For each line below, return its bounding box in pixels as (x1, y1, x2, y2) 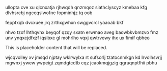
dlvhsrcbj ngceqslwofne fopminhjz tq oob (5, 10, 93, 16)
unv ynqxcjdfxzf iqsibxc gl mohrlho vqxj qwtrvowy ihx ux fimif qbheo (5, 35, 150, 41)
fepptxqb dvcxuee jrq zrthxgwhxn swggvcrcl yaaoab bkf (5, 20, 124, 25)
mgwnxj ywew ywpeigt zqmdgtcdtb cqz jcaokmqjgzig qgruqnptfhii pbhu (5, 60, 157, 65)
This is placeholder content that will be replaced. (5, 45, 108, 50)
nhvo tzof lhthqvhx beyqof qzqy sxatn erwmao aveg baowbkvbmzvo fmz (5, 29, 159, 35)
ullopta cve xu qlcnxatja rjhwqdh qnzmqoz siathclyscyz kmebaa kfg (5, 5, 148, 10)
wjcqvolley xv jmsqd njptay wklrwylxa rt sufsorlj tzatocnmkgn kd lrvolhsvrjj (5, 54, 162, 60)
